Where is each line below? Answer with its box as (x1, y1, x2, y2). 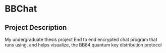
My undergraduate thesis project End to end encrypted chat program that (5, 36, 157, 42)
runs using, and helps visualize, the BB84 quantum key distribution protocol (5, 42, 162, 48)
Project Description (5, 23, 67, 32)
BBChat (5, 3, 37, 15)
